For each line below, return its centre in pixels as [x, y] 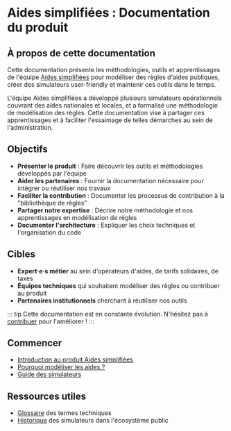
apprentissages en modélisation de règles [77, 217]
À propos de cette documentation [82, 53]
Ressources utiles [47, 396]
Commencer [35, 343]
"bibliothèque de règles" [52, 203]
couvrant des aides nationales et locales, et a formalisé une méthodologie [113, 105]
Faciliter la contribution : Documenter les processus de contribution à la [121, 195]
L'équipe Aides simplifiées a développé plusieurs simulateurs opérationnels [114, 98]
